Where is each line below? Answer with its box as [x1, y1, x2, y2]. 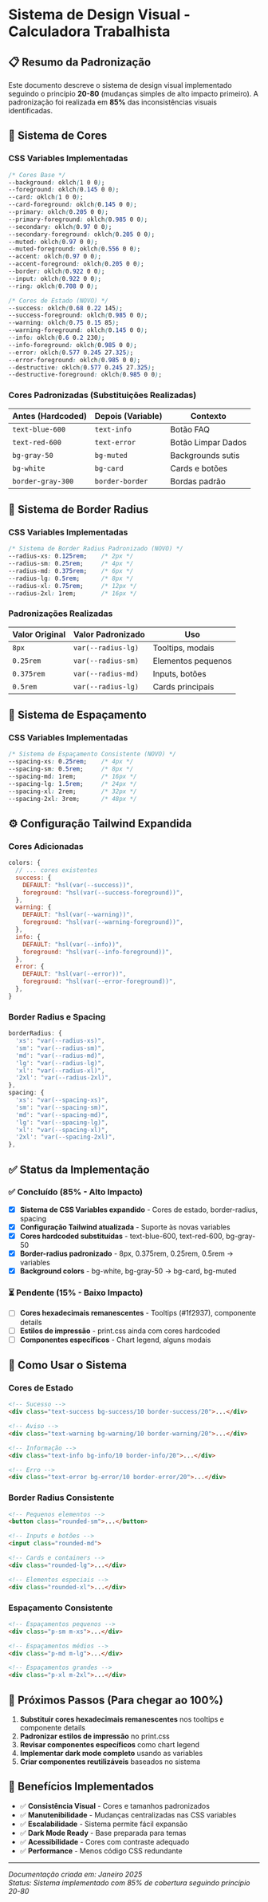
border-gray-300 [12, 476, 74, 486]
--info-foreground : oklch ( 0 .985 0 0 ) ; [8, 341, 137, 349]
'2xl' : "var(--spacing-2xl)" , [15, 1133, 116, 1142]
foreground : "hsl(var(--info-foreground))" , [22, 948, 173, 956]
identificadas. [8, 106, 53, 115]
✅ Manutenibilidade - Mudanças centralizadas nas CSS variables [19, 1809, 237, 1820]
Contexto [190, 410, 227, 421]
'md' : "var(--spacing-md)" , [15, 1111, 109, 1119]
